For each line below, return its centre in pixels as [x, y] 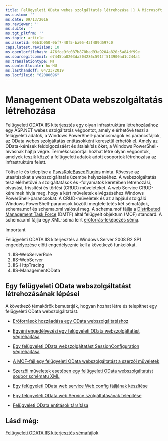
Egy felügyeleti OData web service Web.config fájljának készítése [80, 386]
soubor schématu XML [36, 376]
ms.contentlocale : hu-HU [31, 66]
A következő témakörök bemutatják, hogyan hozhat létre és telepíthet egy [81, 306]
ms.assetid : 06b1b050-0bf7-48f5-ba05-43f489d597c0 [59, 43]
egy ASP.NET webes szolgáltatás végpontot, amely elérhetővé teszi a [77, 130]
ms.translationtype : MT [30, 61]
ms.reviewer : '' [22, 24]
